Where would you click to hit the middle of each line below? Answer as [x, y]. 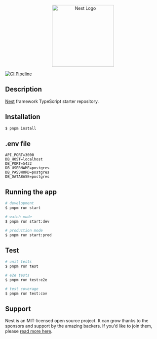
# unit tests [19, 262]
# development [20, 203]
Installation [23, 117]
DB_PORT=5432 [19, 164]
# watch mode [19, 217]
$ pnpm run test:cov [26, 293]
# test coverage [22, 289]
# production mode [24, 230]
